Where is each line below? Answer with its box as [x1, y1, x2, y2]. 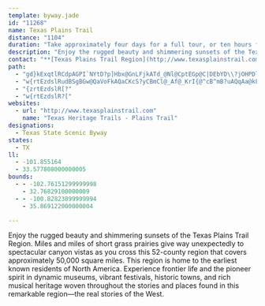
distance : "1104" [8, 33, 65, 42]
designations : [8, 121, 55, 129]
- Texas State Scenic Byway [15, 129, 108, 136]
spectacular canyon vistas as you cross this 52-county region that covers [8, 248, 247, 257]
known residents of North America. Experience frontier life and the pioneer [8, 264, 251, 274]
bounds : [8, 173, 34, 181]
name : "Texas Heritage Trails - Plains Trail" [22, 114, 178, 122]
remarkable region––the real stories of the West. [8, 289, 164, 299]
